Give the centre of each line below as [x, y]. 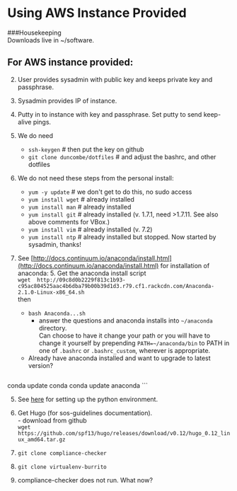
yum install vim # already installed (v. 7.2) [90, 229]
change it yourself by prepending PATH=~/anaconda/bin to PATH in [134, 343]
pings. [42, 122]
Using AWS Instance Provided [97, 13]
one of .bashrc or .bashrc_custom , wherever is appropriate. [125, 350]
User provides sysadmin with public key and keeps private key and [115, 79]
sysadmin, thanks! [54, 244]
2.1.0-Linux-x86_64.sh [51, 292]
